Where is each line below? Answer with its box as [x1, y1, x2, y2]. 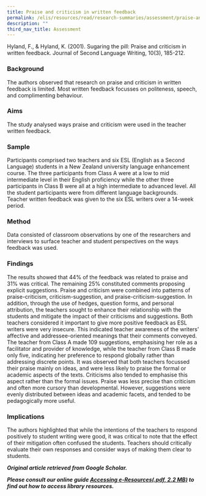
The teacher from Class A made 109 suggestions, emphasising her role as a [7, 338, 197, 346]
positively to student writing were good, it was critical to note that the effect [7, 433, 197, 440]
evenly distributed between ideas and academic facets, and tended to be [7, 390, 191, 398]
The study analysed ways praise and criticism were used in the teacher [7, 121, 186, 128]
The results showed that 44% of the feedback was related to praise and [7, 273, 188, 280]
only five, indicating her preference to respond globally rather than [7, 351, 175, 359]
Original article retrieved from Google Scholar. [7, 464, 128, 472]
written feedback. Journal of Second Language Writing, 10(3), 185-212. [7, 50, 186, 57]
